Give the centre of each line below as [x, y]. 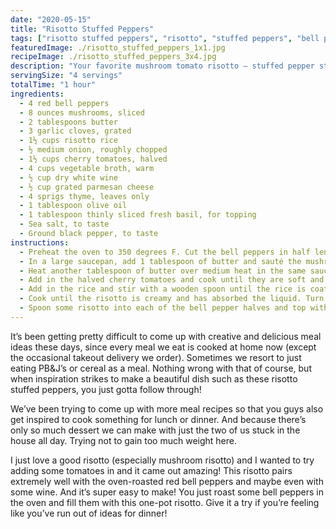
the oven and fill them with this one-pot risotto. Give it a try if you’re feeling [165, 502]
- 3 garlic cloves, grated [75, 131]
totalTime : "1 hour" [53, 85]
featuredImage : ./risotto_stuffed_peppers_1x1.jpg [118, 47]
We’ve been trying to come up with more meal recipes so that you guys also [167, 408]
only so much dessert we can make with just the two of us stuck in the [155, 430]
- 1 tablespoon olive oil [73, 206]
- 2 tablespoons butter [68, 122]
